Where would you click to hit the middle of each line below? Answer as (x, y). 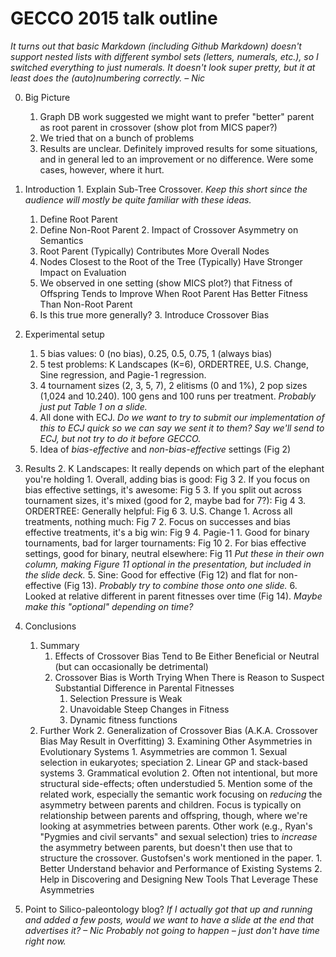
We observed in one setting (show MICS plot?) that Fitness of (166, 283)
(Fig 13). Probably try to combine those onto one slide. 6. (180, 585)
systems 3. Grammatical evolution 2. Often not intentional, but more (178, 773)
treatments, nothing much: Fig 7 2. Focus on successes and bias (157, 521)
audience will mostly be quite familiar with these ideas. (138, 199)
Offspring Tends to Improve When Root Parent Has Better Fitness (173, 293)
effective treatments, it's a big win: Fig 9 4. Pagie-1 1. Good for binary (167, 532)
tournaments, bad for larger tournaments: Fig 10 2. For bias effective (165, 543)
